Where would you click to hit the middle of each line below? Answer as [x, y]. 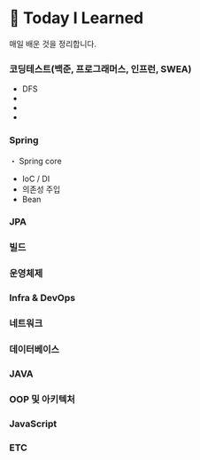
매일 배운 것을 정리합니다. [53, 44]
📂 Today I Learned [77, 18]
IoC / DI [36, 178]
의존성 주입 [41, 189]
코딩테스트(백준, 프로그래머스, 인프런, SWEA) [100, 68]
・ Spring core [35, 161]
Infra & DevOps [42, 298]
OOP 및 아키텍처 [42, 399]
